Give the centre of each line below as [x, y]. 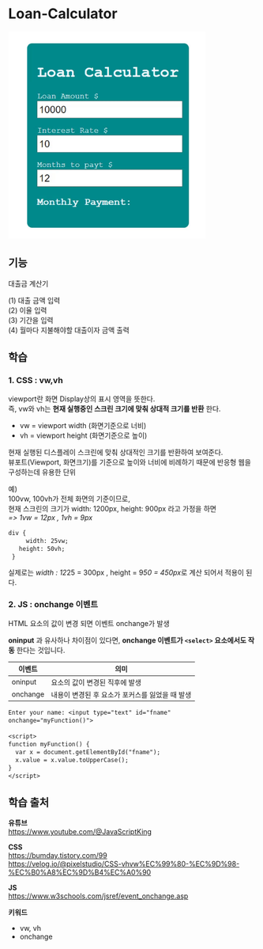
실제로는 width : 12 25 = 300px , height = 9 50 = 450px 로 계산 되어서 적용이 [126, 572]
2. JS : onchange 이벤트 [53, 605]
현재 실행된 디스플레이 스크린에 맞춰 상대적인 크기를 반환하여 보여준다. [116, 452]
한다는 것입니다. [41, 650]
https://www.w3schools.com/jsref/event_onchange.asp [98, 896]
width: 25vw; [47, 541]
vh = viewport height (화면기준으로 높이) [83, 435]
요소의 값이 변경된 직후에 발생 [96, 682]
